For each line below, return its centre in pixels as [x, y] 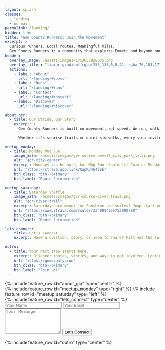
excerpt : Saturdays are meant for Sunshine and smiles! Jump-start [84, 206]
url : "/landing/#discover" [46, 106]
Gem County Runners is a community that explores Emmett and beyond [81, 51]
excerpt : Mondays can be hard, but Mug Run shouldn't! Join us [80, 165]
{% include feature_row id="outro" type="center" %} [59, 342]
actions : [18, 70]
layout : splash [21, 10]
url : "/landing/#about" [42, 78]
